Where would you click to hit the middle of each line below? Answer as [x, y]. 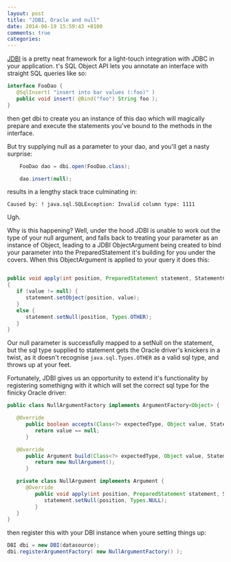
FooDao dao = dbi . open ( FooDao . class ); [75, 166]
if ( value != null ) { [47, 291]
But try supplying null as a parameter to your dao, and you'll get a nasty [108, 146]
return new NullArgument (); [75, 462]
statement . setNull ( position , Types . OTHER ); [89, 317]
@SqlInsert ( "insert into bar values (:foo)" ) [86, 92]
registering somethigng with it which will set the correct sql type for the [108, 386]
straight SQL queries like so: [47, 74]
